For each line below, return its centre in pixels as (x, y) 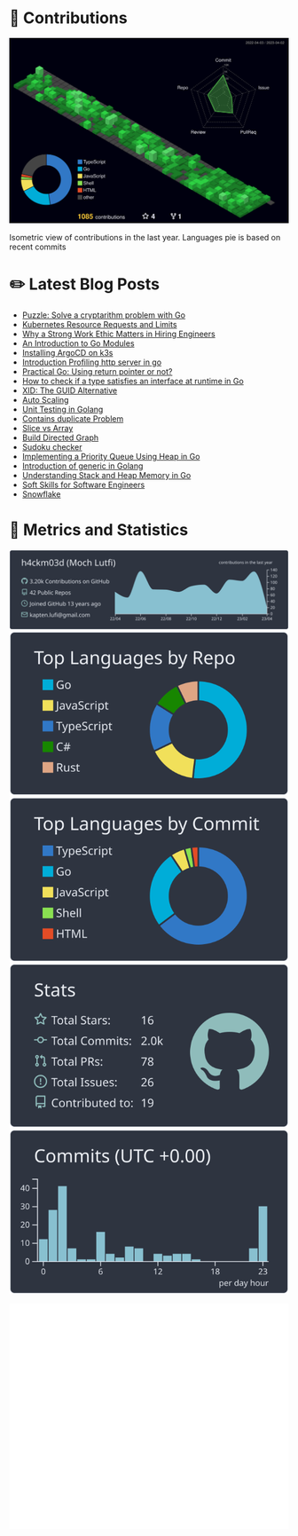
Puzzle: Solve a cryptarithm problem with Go (104, 315)
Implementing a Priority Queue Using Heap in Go (111, 457)
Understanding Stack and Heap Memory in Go (106, 476)
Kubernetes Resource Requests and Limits (99, 325)
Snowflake (41, 494)
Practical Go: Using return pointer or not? (97, 372)
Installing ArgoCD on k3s (67, 353)
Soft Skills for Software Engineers (83, 485)
